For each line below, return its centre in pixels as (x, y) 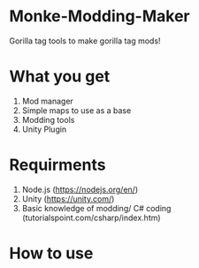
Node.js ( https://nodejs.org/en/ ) (80, 189)
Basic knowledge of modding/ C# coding (96, 208)
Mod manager (47, 101)
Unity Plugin (44, 129)
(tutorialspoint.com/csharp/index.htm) (91, 218)
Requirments (57, 165)
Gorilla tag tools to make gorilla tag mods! (85, 41)
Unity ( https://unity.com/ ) (68, 199)
